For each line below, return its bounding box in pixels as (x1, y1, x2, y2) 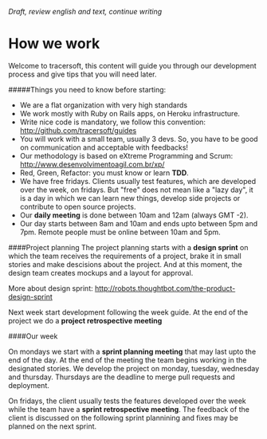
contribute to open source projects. (19, 202, 136, 211)
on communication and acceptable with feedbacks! (19, 143, 189, 152)
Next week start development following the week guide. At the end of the (8, 307, 249, 317)
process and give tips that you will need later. (8, 69, 157, 79)
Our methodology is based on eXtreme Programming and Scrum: (19, 151, 234, 160)
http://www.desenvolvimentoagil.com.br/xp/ (19, 159, 165, 169)
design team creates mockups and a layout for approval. (8, 268, 194, 277)
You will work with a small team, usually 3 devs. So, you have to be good (19, 134, 258, 143)
